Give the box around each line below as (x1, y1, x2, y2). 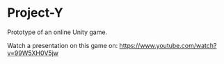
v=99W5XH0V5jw (7, 49, 59, 57)
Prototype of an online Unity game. (7, 28, 108, 36)
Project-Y (7, 5, 64, 21)
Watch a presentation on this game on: (7, 41, 118, 49)
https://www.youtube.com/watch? (119, 41, 217, 49)
